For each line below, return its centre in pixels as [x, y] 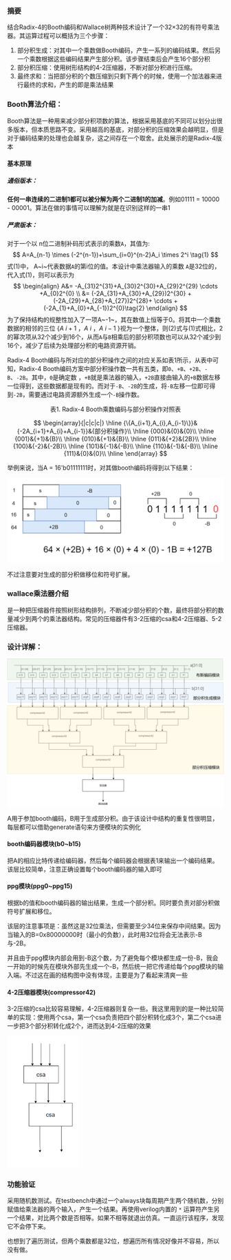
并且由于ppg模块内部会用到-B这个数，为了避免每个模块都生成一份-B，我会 [113, 958]
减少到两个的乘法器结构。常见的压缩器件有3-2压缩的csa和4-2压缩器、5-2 [117, 618]
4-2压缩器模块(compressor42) [52, 992]
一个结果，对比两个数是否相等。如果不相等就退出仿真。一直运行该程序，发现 [115, 1218]
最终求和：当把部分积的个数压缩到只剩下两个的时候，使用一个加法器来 [117, 76]
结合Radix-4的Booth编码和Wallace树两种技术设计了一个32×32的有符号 [107, 27]
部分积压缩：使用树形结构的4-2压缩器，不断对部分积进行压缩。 [107, 67]
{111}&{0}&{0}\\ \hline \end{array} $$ [115, 454]
